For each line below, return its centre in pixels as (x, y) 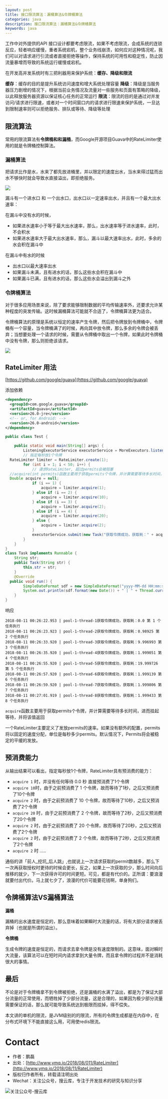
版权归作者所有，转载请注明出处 (45, 1074)
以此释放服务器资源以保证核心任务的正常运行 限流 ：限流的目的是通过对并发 (82, 97)
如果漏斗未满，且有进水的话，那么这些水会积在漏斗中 (67, 272)
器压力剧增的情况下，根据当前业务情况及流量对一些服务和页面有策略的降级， (84, 90)
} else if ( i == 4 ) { (54, 511)
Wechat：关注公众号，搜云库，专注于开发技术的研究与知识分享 (77, 1081)
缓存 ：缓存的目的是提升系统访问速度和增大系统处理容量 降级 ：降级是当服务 (82, 84)
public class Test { (27, 437)
